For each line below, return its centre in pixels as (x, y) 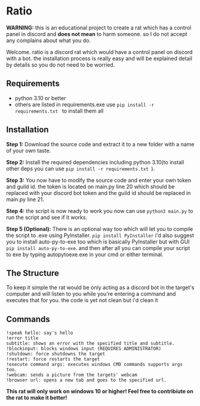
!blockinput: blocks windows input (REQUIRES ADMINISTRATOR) (84, 349)
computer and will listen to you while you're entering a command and (91, 294)
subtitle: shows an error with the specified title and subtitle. (90, 344)
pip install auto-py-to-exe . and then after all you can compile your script (98, 248)
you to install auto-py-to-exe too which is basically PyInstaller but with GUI (98, 242)
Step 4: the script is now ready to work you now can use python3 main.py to (100, 210)
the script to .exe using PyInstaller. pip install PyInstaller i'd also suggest (100, 235)
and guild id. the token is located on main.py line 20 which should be (90, 187)
